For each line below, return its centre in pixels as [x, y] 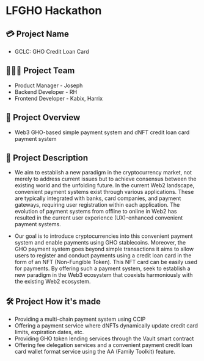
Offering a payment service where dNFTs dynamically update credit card [106, 326]
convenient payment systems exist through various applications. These [104, 192]
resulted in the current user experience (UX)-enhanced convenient [99, 218]
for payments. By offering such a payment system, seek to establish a [102, 268]
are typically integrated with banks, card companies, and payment [98, 198]
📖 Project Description [47, 158]
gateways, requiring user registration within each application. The [97, 205]
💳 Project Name [38, 34]
